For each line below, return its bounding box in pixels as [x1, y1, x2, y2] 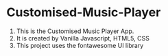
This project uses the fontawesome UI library [16, 41, 144, 49]
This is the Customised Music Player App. [16, 27, 134, 35]
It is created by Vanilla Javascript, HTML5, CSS [16, 34, 150, 42]
